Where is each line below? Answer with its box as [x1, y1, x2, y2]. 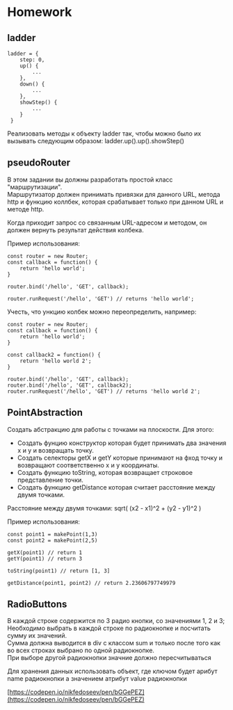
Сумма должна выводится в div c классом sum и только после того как [7, 639, 221, 647]
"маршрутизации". [7, 182, 63, 191]
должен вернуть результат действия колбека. [7, 225, 144, 234]
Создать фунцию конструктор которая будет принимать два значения [17, 439, 227, 447]
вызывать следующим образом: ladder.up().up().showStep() [7, 137, 184, 145]
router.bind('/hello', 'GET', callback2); [7, 382, 132, 389]
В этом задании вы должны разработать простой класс [7, 175, 173, 184]
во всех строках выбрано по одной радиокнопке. [7, 646, 155, 654]
